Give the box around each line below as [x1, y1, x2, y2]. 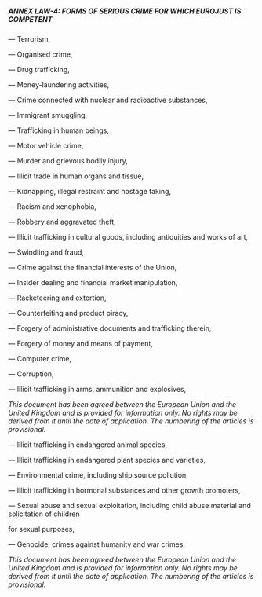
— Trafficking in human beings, [8, 126, 110, 135]
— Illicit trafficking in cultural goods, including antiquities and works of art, [8, 232, 249, 241]
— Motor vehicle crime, [8, 141, 84, 150]
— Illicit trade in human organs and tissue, [8, 171, 144, 181]
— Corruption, [8, 369, 54, 379]
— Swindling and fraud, [8, 247, 85, 257]
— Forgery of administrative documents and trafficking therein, [8, 323, 212, 333]
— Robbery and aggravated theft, [8, 217, 116, 226]
